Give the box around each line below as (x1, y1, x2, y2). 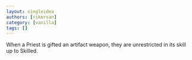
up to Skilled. (6, 48, 39, 55)
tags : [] (6, 25, 28, 31)
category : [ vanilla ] (6, 19, 57, 25)
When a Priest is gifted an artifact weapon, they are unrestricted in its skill (6, 41, 187, 48)
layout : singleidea (6, 8, 55, 15)
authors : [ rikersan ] (6, 14, 57, 20)
